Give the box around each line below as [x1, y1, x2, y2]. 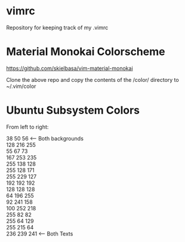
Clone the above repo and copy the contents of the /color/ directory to [6, 76, 179, 83]
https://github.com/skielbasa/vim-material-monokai [6, 65, 133, 72]
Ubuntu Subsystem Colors [6, 103, 140, 117]
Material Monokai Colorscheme [6, 45, 165, 59]
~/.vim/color [6, 82, 36, 90]
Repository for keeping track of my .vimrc [6, 24, 109, 31]
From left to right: [6, 123, 49, 130]
